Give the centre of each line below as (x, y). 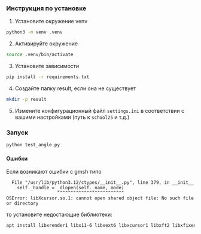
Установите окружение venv (51, 21)
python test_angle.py (33, 145)
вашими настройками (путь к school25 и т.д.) (72, 117)
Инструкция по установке (46, 8)
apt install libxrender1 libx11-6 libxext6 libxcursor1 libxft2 (88, 226)
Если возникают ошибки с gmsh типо (54, 172)
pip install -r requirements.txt (48, 77)
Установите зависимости (47, 66)
